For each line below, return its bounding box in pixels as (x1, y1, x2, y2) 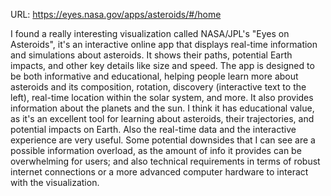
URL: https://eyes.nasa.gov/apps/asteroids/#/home (10, 9, 222, 20)
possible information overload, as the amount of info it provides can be (10, 145, 302, 156)
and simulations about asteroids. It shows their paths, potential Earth (10, 49, 293, 61)
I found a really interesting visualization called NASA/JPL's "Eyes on (10, 28, 290, 39)
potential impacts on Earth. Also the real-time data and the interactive (10, 124, 297, 135)
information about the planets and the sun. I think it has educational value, (10, 102, 315, 114)
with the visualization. (10, 177, 100, 188)
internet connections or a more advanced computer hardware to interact (10, 166, 309, 178)
